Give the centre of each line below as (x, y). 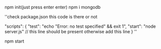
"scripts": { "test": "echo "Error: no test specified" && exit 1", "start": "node (80, 26)
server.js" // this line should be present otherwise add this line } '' (71, 31)
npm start (15, 41)
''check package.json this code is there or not (51, 17)
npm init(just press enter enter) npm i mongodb (53, 7)
